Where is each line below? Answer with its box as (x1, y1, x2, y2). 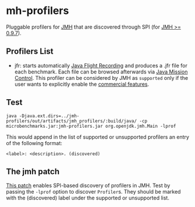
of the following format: (6, 139, 62, 146)
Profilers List (6, 47, 54, 57)
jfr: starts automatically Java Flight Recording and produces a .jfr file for (14, 62, 188, 69)
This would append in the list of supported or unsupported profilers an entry (6, 133, 190, 141)
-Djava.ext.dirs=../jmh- (19, 113, 80, 119)
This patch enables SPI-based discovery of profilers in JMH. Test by (6, 182, 170, 189)
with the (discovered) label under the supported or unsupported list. (6, 194, 169, 202)
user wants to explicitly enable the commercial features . (14, 80, 149, 87)
